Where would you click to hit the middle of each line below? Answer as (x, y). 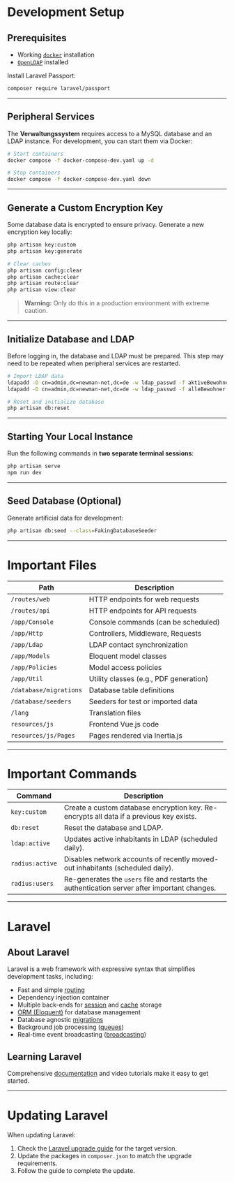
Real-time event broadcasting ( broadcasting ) (82, 1035)
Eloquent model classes (128, 656)
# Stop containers (34, 173)
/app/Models (31, 656)
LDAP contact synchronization (138, 645)
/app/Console (32, 622)
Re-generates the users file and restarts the (135, 880)
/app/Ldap (27, 644)
